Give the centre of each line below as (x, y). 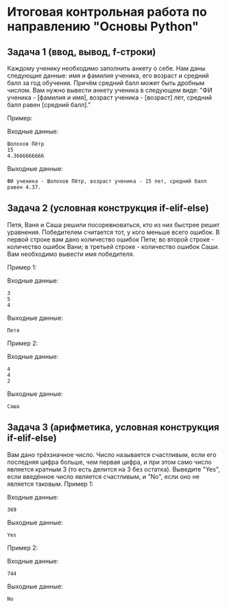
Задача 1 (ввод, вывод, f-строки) (82, 52)
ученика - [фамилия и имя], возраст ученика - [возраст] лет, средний (110, 97)
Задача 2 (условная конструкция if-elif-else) (108, 208)
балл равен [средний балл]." (49, 105)
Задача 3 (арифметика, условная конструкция (113, 427)
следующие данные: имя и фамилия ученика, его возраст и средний (108, 75)
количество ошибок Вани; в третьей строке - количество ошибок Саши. (113, 246)
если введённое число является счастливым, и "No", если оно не (104, 476)
